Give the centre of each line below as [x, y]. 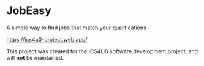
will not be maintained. [35, 57]
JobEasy [29, 11]
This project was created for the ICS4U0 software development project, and [102, 51]
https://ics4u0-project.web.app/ [47, 39]
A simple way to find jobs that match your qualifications [77, 28]
